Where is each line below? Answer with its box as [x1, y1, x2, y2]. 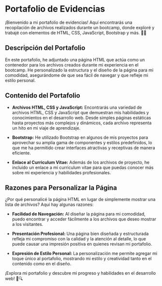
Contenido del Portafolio [5, 91, 81, 100]
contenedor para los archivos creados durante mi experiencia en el [5, 62, 139, 67]
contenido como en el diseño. [12, 261, 72, 267]
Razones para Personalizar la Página [5, 184, 117, 192]
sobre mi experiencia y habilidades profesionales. [12, 169, 111, 175]
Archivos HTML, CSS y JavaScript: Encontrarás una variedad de [12, 104, 142, 110]
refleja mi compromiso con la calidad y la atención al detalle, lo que [12, 236, 146, 242]
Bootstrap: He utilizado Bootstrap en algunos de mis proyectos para [12, 135, 148, 140]
